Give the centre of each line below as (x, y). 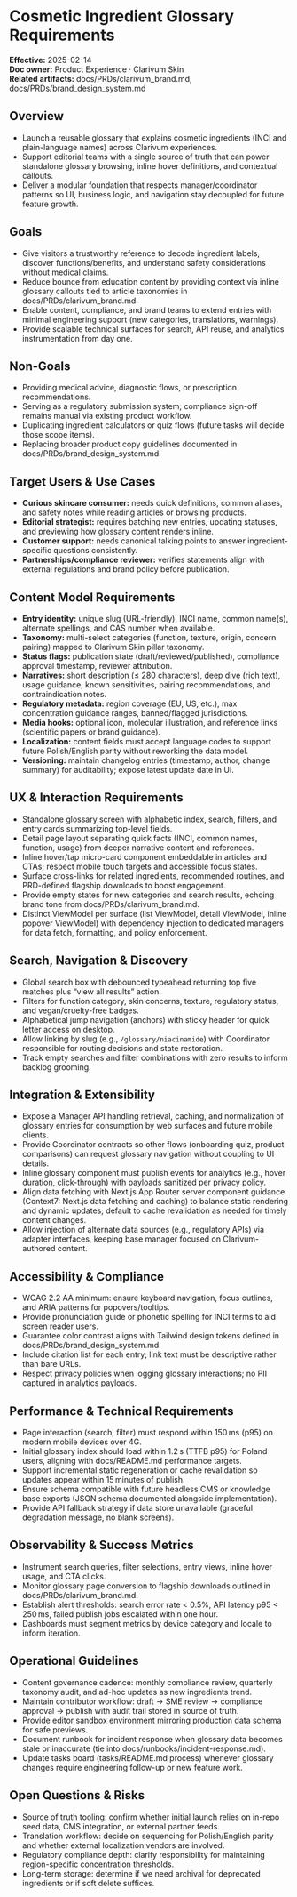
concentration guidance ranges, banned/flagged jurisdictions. (135, 713)
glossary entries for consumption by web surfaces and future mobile (147, 1126)
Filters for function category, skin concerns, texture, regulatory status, (150, 1001)
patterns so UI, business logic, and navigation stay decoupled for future (153, 194)
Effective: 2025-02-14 (51, 60)
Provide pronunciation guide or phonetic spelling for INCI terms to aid (149, 1317)
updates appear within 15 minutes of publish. (103, 1480)
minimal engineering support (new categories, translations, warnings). (150, 319)
